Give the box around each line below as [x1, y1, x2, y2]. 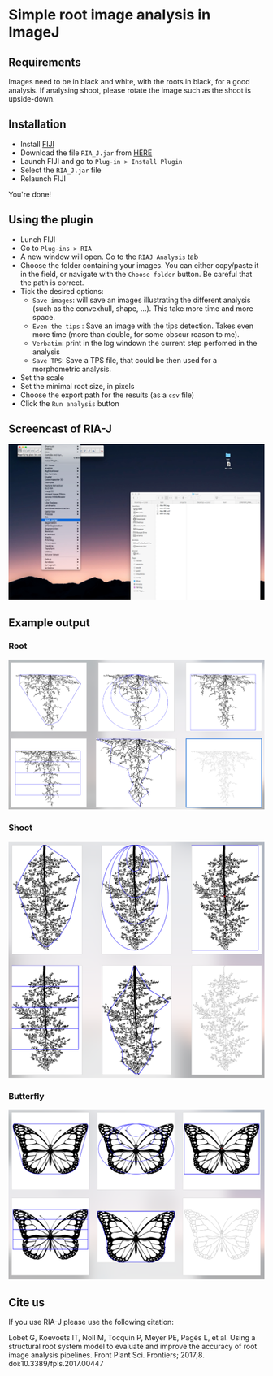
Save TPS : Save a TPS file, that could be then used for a [32, 355, 218, 365]
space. [32, 312, 55, 322]
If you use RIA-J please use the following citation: [8, 1318, 175, 1326]
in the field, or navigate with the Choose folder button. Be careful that [19, 269, 253, 279]
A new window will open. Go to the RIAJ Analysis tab [19, 252, 199, 262]
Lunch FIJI [19, 234, 56, 244]
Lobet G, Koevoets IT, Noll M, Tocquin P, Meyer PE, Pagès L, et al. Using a [8, 1333, 256, 1342]
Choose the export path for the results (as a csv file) [19, 390, 195, 400]
